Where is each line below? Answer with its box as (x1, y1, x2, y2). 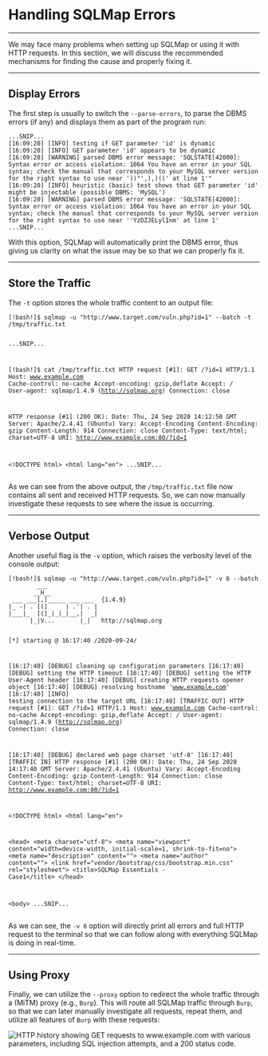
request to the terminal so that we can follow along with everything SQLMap (8, 929, 258, 938)
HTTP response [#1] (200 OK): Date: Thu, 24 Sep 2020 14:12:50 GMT (8, 413, 238, 421)
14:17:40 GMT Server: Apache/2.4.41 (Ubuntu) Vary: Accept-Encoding (8, 765, 241, 773)
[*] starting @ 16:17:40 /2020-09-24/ (8, 636, 137, 644)
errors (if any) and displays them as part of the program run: (8, 117, 207, 126)
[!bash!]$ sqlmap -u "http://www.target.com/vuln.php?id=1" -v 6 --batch (8, 574, 259, 583)
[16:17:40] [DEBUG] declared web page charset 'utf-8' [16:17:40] (8, 751, 234, 759)
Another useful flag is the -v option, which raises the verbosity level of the (8, 550, 252, 560)
